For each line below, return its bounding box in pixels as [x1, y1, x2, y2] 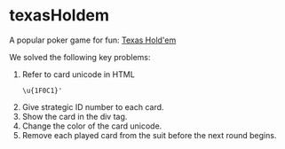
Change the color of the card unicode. [21, 121, 162, 131]
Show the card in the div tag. [21, 111, 128, 122]
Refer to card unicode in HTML [21, 68, 135, 80]
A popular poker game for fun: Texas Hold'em [9, 35, 177, 45]
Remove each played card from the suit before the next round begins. [21, 129, 277, 140]
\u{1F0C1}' [21, 86, 63, 95]
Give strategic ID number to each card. [21, 101, 164, 112]
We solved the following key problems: [9, 51, 151, 62]
